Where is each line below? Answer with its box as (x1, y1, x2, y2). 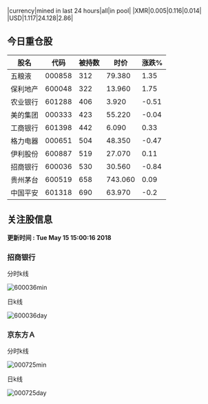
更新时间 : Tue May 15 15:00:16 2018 (7, 233, 112, 241)
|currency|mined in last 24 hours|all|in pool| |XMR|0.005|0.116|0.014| (7, 7, 202, 15)
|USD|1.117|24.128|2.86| (7, 14, 74, 22)
